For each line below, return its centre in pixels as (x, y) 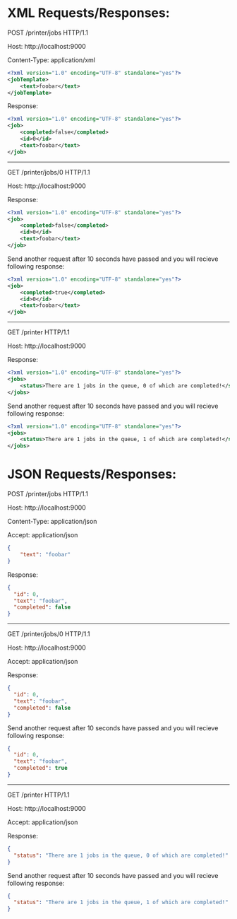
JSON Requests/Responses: (92, 474)
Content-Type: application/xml (51, 60)
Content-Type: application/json (52, 522)
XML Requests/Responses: (89, 13)
